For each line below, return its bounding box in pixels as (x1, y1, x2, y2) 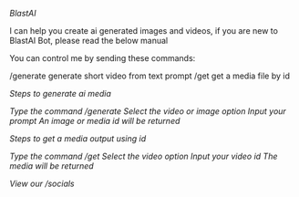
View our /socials (9, 178, 75, 189)
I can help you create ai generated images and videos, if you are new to (9, 26, 278, 36)
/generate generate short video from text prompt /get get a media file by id (9, 70, 290, 81)
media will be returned (9, 161, 94, 171)
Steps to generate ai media (9, 88, 112, 98)
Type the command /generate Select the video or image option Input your (9, 106, 287, 117)
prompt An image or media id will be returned (9, 116, 180, 126)
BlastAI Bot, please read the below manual (9, 36, 169, 46)
